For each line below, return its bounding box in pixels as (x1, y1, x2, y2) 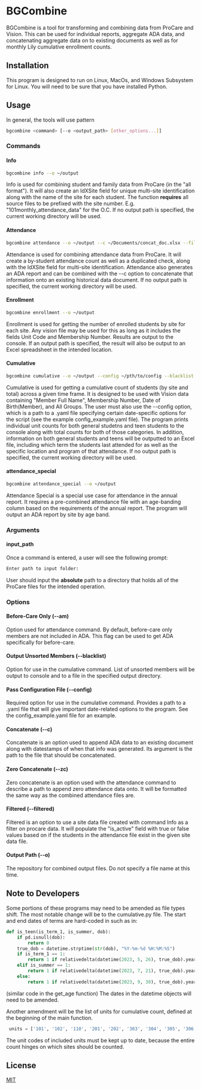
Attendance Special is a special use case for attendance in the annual (6, 492, 178, 499)
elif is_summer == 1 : (17, 962, 71, 968)
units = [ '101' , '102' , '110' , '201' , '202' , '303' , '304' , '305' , (8, 1025, 181, 1032)
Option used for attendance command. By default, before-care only (6, 625, 172, 633)
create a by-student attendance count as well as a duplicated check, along (6, 257, 190, 264)
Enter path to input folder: (6, 565, 79, 571)
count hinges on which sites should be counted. (6, 1043, 124, 1050)
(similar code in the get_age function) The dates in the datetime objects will (6, 989, 191, 997)
